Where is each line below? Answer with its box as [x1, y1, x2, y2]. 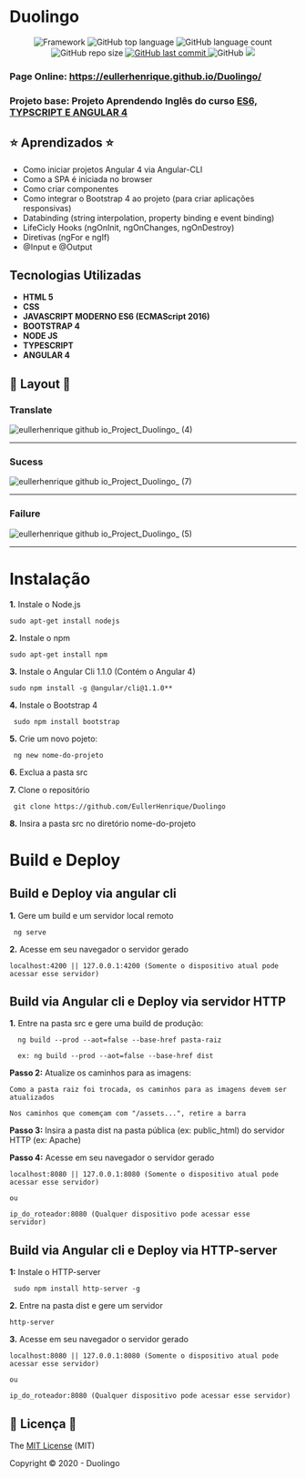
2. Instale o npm [9, 632, 71, 643]
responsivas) [22, 202, 72, 213]
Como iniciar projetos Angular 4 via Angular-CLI [22, 164, 203, 175]
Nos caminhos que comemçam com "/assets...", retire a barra [9, 1109, 247, 1118]
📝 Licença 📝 [9, 1416, 77, 1432]
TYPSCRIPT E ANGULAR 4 [9, 106, 128, 118]
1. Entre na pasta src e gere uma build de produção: [9, 1018, 204, 1029]
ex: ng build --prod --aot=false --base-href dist [17, 1052, 214, 1061]
